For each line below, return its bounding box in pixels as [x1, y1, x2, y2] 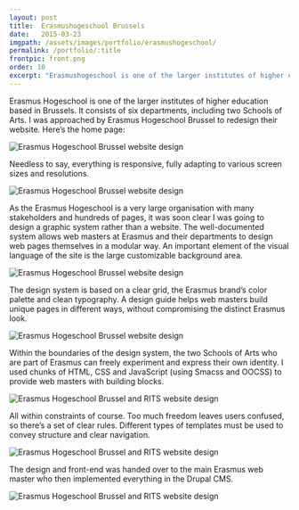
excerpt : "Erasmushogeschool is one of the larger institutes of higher [9, 71, 285, 80]
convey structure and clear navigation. [9, 429, 150, 440]
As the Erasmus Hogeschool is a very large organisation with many [9, 202, 255, 213]
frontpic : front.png [9, 54, 86, 63]
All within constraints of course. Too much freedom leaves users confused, [9, 410, 285, 421]
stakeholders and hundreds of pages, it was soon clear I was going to [9, 211, 265, 223]
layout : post [9, 12, 58, 22]
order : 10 [9, 63, 46, 72]
